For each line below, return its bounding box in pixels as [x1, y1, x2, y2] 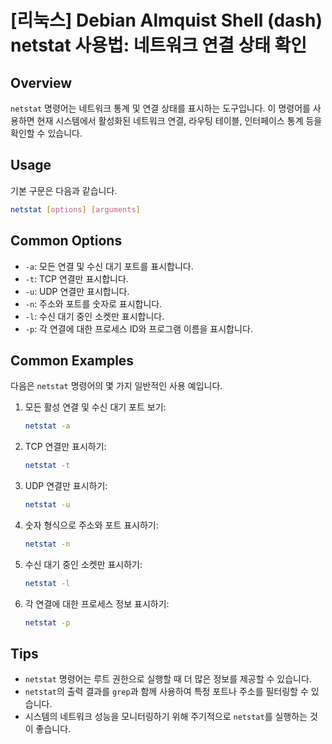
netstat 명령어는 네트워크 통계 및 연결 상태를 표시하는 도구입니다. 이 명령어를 [10, 102, 311, 114]
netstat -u [24, 500, 71, 510]
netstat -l [24, 578, 71, 588]
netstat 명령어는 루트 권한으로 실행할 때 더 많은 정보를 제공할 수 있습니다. [24, 673, 312, 685]
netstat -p [24, 617, 71, 628]
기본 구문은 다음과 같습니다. [10, 184, 118, 196]
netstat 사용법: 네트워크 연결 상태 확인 [10, 34, 308, 57]
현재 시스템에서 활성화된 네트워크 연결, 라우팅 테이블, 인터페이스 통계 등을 [36, 115, 323, 126]
